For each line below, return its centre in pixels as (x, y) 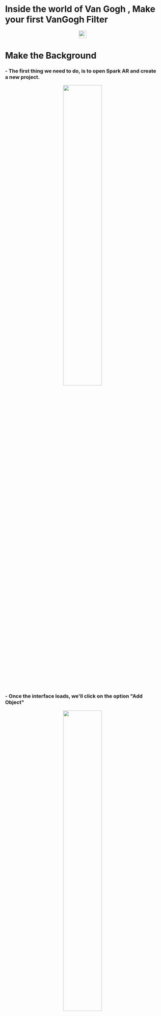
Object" (15, 702)
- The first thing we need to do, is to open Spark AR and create (81, 71)
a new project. (23, 77)
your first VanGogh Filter (56, 19)
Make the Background (51, 56)
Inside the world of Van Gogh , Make (80, 9)
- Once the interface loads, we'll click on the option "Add (74, 696)
